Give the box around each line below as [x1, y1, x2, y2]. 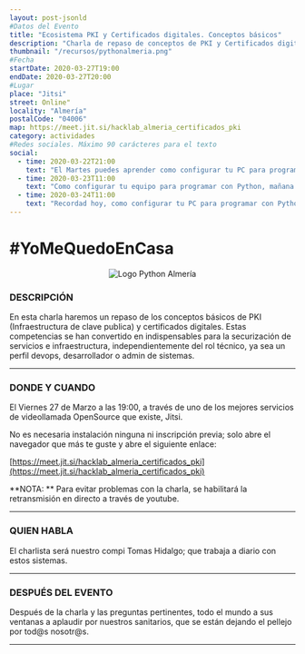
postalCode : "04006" [9, 114, 88, 124]
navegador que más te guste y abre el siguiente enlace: [9, 439, 217, 450]
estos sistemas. [9, 555, 68, 566]
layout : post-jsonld [9, 13, 88, 23]
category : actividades [9, 132, 95, 141]
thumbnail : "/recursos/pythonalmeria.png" [9, 47, 172, 56]
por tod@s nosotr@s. [9, 626, 89, 637]
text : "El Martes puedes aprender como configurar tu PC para [25, 165, 266, 174]
